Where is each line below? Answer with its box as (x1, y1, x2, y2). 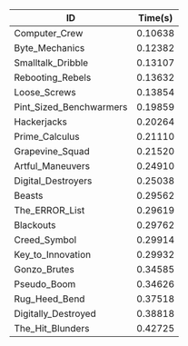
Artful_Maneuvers (14, 160, 91, 172)
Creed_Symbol (14, 233, 77, 246)
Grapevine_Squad (14, 145, 91, 157)
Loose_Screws (14, 86, 77, 98)
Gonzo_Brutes (14, 263, 74, 275)
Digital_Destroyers (14, 174, 93, 187)
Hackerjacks (14, 115, 68, 128)
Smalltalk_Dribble (14, 56, 89, 69)
